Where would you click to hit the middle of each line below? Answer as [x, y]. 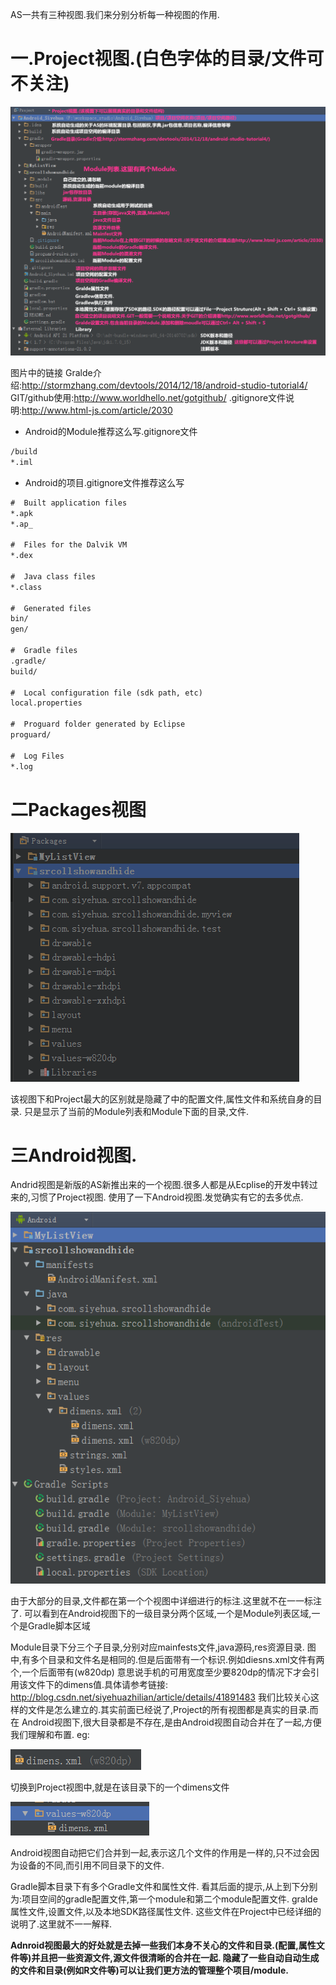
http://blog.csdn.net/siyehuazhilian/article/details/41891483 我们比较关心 [160, 1697]
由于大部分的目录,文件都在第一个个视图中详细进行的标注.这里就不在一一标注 [166, 1601]
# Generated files [51, 608]
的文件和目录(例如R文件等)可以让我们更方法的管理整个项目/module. [149, 1970]
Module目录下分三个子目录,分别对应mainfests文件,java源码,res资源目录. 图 [163, 1647]
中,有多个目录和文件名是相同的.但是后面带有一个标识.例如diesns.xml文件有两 [167, 1660]
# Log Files [37, 756]
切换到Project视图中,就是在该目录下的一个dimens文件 [120, 1787]
